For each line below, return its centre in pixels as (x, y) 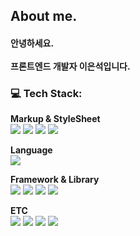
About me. (44, 16)
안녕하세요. (32, 43)
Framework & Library (55, 180)
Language (31, 150)
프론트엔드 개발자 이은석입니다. (70, 66)
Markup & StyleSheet (55, 119)
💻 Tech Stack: (46, 93)
